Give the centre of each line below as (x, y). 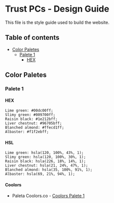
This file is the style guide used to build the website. (57, 22)
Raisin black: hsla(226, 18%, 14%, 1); (46, 161)
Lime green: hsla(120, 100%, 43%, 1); (44, 153)
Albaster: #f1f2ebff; (27, 132)
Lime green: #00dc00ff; (29, 111)
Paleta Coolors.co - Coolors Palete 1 (48, 196)
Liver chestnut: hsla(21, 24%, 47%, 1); (47, 166)
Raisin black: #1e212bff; (31, 119)
